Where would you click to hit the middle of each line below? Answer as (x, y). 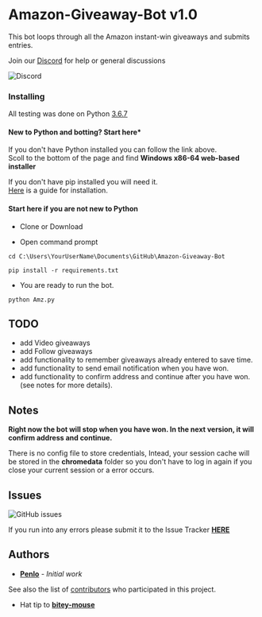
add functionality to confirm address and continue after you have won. (135, 377)
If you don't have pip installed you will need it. (83, 182)
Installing (27, 96)
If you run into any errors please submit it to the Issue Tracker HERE (119, 530)
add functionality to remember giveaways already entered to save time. (136, 360)
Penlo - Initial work (51, 573)
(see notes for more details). (66, 385)
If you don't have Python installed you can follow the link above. (113, 149)
